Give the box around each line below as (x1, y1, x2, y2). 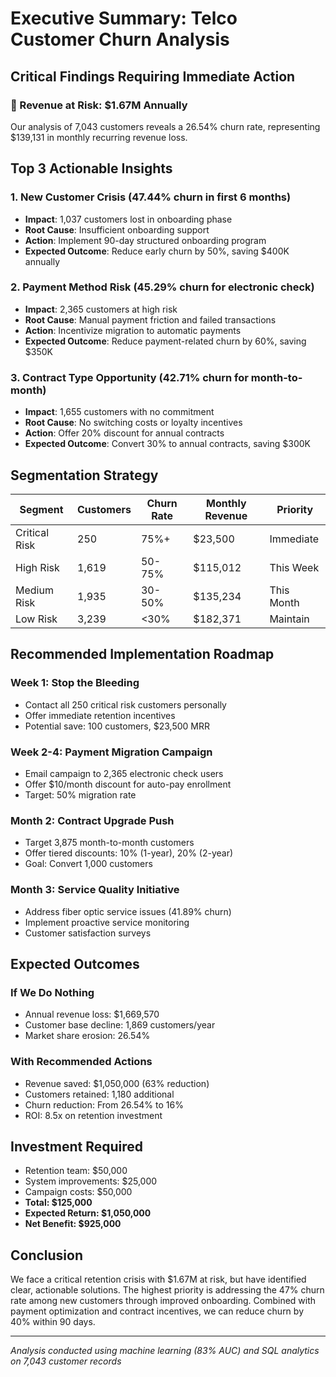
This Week (269, 560, 320, 574)
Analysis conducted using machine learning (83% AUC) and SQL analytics (10, 1345, 320, 1357)
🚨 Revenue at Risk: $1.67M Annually (10, 98, 188, 112)
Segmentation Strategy (10, 467, 159, 484)
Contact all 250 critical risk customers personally (24, 698, 227, 711)
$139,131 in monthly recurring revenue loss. (10, 131, 188, 143)
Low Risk (15, 612, 58, 626)
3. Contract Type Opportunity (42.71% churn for (10, 370, 249, 384)
